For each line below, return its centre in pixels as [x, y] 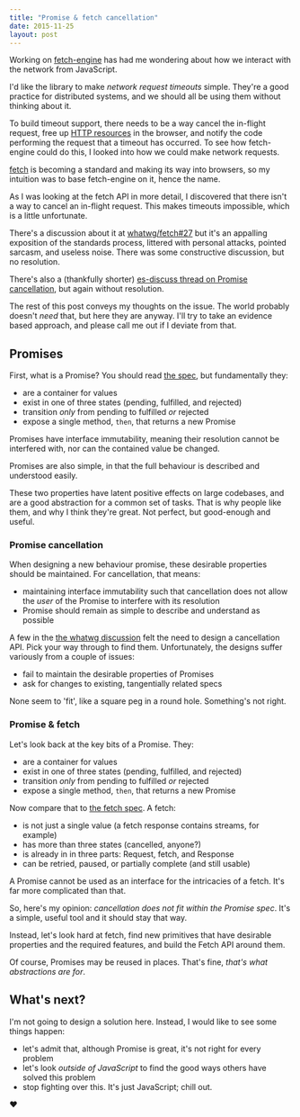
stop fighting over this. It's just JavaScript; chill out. [117, 1086]
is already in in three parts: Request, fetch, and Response [128, 854]
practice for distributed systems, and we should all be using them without [145, 96]
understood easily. [44, 476]
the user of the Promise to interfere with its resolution [121, 601]
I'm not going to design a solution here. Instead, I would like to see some [143, 1022]
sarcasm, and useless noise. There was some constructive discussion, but [147, 252]
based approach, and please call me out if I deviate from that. [123, 326]
